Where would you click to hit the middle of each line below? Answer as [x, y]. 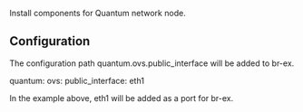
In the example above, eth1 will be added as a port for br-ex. [122, 98]
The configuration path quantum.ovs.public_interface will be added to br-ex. [152, 63]
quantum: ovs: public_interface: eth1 [77, 80]
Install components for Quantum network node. [98, 13]
